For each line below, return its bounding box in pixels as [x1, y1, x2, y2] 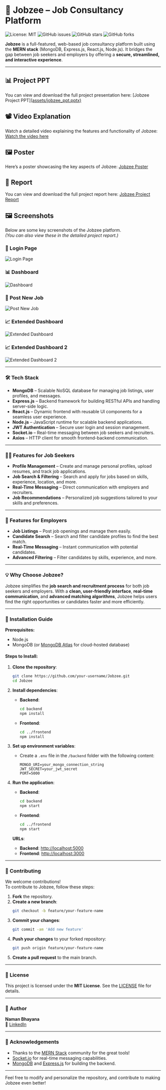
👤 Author [5, 1005, 27, 1012]
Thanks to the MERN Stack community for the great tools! [12, 1050, 130, 1056]
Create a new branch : [12, 899, 58, 905]
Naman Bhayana [5, 1016, 40, 1022]
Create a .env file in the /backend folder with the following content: [19, 753, 155, 759]
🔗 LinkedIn [5, 1022, 27, 1028]
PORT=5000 [19, 771, 41, 776]
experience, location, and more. [12, 479, 78, 485]
